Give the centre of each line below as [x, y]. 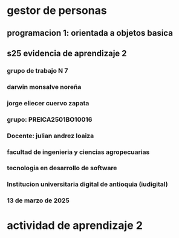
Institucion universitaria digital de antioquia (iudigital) [87, 184]
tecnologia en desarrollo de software [62, 168]
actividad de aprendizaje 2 [75, 226]
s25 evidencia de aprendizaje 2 [67, 53]
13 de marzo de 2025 [38, 200]
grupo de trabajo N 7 [37, 70]
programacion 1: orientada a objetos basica [90, 33]
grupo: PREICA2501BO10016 [50, 119]
